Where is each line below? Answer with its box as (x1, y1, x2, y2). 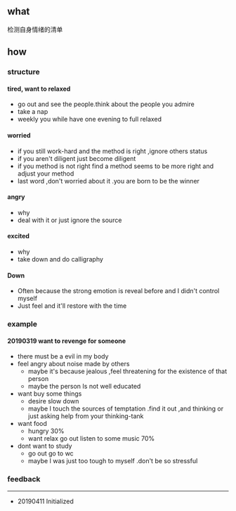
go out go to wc (27, 449, 74, 458)
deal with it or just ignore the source (17, 216, 122, 224)
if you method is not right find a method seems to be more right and (17, 162, 214, 170)
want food (17, 420, 48, 428)
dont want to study (17, 442, 72, 451)
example (7, 319, 37, 329)
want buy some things (17, 389, 82, 398)
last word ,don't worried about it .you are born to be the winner (17, 176, 200, 185)
